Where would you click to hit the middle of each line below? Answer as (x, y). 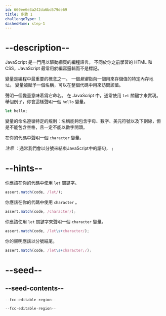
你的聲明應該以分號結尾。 (31, 241)
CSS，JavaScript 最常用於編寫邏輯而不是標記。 (54, 68)
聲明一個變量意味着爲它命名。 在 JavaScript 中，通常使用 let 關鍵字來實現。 (83, 96)
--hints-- (24, 169)
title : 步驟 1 (19, 14)
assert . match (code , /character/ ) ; (41, 211)
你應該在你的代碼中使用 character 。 (42, 202)
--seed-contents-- (35, 289)
